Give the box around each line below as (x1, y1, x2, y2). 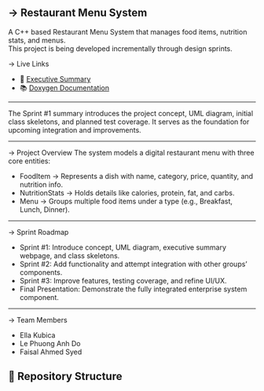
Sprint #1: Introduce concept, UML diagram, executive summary (19, 243, 226, 252)
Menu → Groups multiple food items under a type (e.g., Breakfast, (19, 196, 233, 206)
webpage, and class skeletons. (19, 250, 120, 260)
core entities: (8, 156, 51, 166)
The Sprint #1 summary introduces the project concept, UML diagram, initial (8, 108, 254, 118)
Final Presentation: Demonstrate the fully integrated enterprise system (19, 284, 247, 294)
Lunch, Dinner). (19, 204, 71, 214)
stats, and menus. (8, 35, 66, 45)
